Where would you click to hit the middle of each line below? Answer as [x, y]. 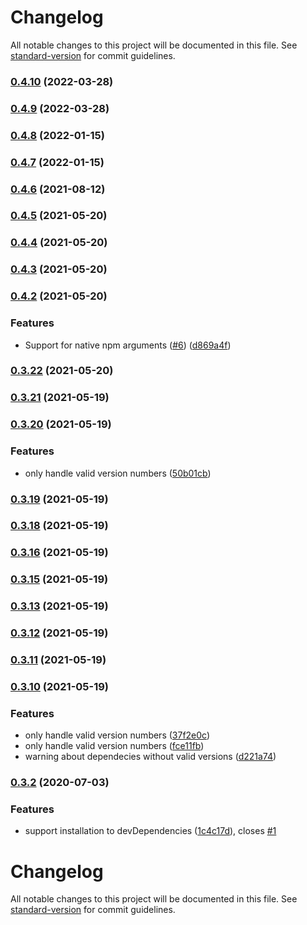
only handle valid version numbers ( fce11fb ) [114, 746]
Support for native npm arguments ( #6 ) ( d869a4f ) [128, 345]
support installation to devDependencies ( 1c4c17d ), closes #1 [150, 831]
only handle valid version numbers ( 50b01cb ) [118, 473]
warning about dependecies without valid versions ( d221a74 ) [150, 757]
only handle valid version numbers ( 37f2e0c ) [117, 735]
